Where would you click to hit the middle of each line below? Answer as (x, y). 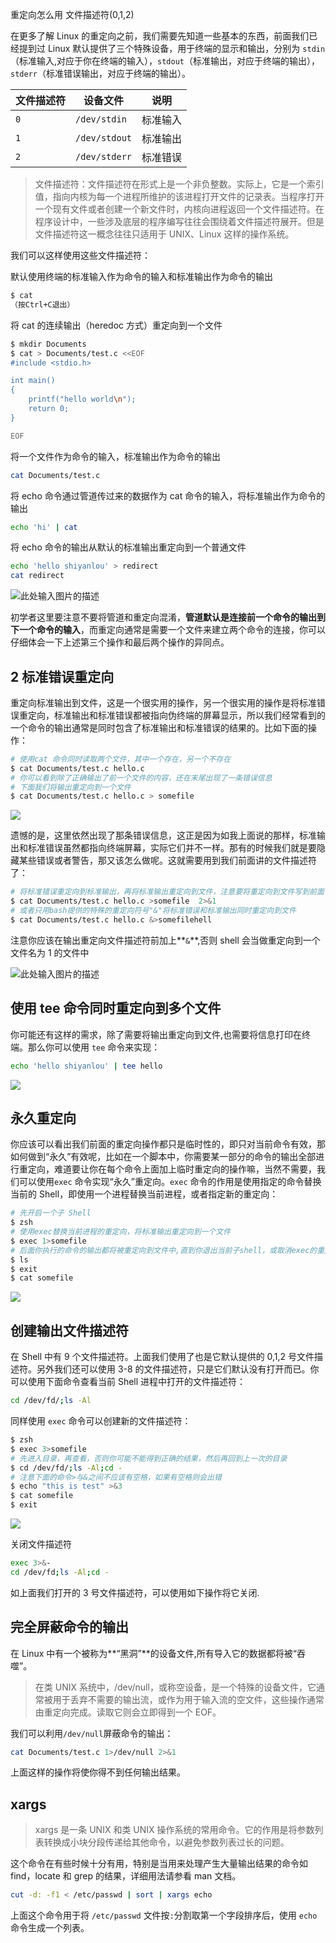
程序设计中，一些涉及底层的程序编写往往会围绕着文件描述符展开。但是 (179, 221)
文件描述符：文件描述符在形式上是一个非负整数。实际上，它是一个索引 (179, 184)
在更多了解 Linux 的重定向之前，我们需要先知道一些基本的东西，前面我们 (160, 36)
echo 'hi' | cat (44, 527)
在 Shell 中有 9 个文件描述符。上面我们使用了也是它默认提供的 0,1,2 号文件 (162, 1357)
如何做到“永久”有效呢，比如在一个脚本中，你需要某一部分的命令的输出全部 (163, 1157)
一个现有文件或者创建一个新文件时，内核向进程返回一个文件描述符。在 (179, 209)
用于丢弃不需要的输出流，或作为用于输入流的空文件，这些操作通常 (188, 1699)
